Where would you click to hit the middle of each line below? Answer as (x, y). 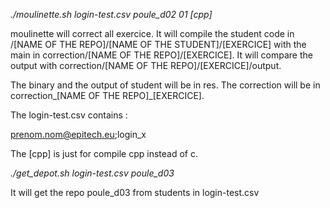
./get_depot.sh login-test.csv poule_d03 (92, 173)
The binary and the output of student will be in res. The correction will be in (165, 85)
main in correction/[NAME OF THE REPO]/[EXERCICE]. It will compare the (161, 55)
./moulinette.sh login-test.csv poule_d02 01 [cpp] (111, 14)
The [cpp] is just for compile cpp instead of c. (104, 153)
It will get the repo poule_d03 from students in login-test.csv (135, 192)
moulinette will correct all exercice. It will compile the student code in (152, 33)
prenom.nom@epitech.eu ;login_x (78, 134)
